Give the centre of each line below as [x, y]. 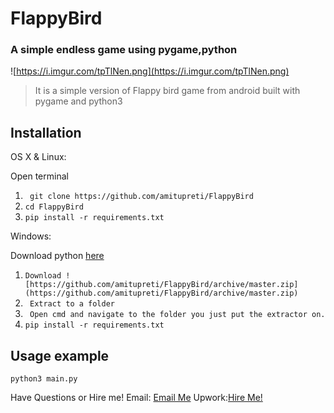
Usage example [60, 355]
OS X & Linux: [38, 157]
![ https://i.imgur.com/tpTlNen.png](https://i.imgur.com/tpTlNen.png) [150, 71]
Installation [46, 132]
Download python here [57, 256]
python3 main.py [44, 379]
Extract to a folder [72, 304]
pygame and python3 [78, 101]
